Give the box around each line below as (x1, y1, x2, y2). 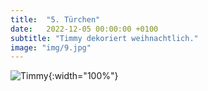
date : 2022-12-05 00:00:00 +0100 (10, 24, 159, 34)
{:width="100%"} (48, 70, 119, 82)
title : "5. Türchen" (10, 14, 101, 25)
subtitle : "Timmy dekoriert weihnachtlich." (10, 33, 199, 43)
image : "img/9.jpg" (10, 42, 92, 53)
